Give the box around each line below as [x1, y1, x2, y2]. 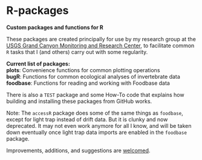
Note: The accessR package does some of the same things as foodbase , [6, 109, 183, 116]
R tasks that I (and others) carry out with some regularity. [6, 48, 148, 55]
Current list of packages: [6, 60, 71, 67]
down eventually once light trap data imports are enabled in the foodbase [6, 128, 187, 136]
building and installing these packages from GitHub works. [6, 98, 152, 105]
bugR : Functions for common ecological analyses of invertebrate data [6, 73, 180, 80]
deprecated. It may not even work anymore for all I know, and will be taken [6, 122, 192, 129]
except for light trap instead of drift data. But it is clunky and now [6, 116, 168, 123]
